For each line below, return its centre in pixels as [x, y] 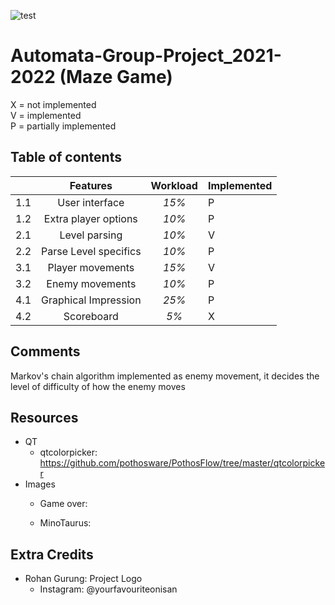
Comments [45, 351]
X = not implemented [53, 104]
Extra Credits [52, 554]
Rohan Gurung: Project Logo [83, 579]
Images [40, 484]
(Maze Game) [116, 77]
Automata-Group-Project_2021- [146, 56]
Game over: [63, 504]
